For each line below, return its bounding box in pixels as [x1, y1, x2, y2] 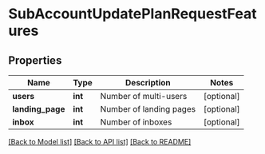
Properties [8, 53, 62, 67]
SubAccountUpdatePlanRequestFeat [8, 5, 257, 23]
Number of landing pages [100, 104, 196, 114]
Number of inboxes [100, 116, 172, 128]
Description [125, 77, 171, 88]
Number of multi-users [100, 91, 188, 101]
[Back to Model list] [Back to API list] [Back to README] [8, 137, 192, 146]
